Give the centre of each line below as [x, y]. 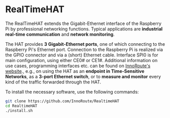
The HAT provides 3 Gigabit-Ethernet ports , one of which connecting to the [85, 44]
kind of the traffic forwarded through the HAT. [53, 82]
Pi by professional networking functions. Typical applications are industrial [84, 28]
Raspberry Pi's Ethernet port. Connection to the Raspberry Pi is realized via [84, 49]
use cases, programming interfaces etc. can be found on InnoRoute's [78, 66]
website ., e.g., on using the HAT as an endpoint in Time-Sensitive [75, 71]
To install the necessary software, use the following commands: [72, 92]
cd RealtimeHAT [21, 106]
